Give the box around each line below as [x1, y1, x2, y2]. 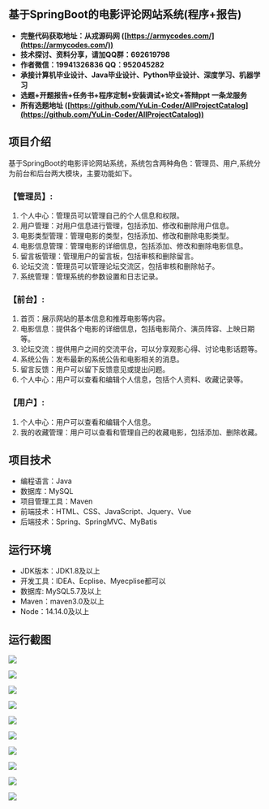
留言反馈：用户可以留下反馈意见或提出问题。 [19, 365, 170, 374]
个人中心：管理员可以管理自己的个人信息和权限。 [19, 210, 184, 220]
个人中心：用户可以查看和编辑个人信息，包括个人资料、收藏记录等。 [19, 374, 248, 384]
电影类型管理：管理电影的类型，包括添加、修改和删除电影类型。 [19, 231, 233, 240]
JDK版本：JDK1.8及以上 [19, 566, 100, 576]
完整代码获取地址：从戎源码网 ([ [19, 31, 127, 41]
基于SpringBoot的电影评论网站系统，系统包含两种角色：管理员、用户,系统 [8, 158, 254, 168]
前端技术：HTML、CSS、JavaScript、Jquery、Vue [19, 507, 192, 517]
